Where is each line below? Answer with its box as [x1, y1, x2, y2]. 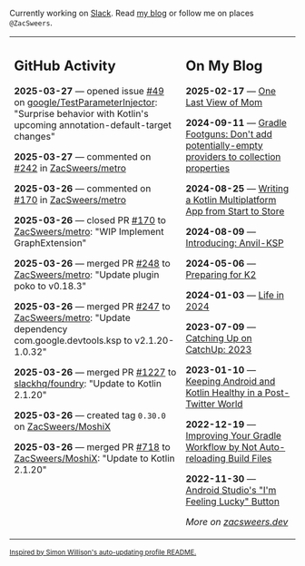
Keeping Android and [185, 375, 276, 387]
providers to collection [185, 150, 281, 162]
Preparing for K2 [185, 268, 257, 280]
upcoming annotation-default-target [14, 118, 172, 131]
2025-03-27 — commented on [14, 150, 152, 162]
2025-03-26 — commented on [14, 181, 152, 194]
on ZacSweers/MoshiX [14, 420, 112, 433]
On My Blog [185, 56, 263, 74]
